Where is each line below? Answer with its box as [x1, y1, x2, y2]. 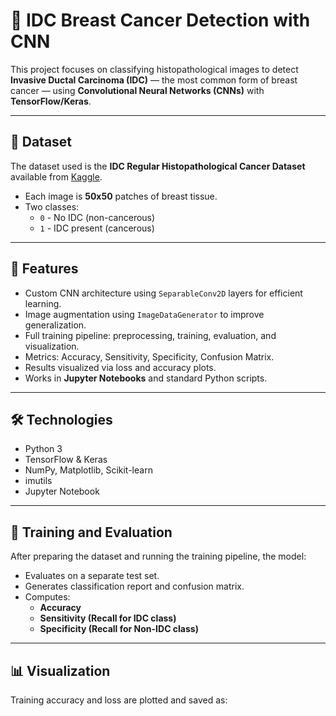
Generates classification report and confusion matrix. [24, 580, 245, 593]
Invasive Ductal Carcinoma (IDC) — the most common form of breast [10, 74, 298, 86]
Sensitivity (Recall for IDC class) [39, 612, 177, 624]
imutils [24, 475, 53, 487]
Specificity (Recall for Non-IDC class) [39, 623, 199, 635]
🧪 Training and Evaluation [10, 524, 173, 541]
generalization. [24, 319, 87, 331]
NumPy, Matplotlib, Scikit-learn [24, 464, 153, 476]
